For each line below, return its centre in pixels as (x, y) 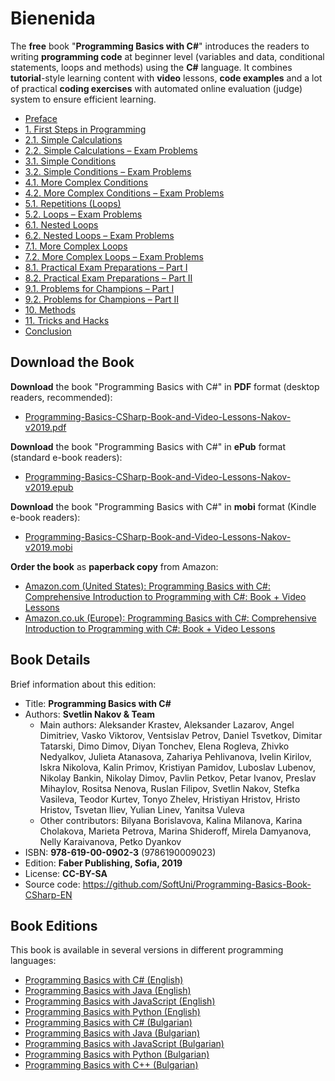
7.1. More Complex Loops (76, 246)
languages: (33, 961)
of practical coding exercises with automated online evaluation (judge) (156, 88)
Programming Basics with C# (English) (104, 980)
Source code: (52, 884)
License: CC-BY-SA (66, 873)
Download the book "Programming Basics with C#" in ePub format (148, 446)
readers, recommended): (61, 397)
